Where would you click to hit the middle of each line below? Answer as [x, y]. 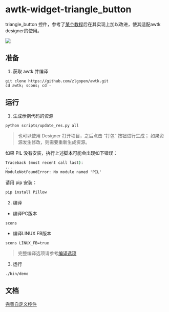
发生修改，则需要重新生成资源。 [56, 142]
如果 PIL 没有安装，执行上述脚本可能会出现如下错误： [61, 153]
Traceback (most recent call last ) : [44, 162]
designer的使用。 [24, 30]
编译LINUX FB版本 [32, 234]
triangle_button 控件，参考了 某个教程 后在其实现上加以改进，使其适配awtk [83, 24]
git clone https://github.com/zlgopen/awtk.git [57, 81]
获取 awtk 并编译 [30, 71]
